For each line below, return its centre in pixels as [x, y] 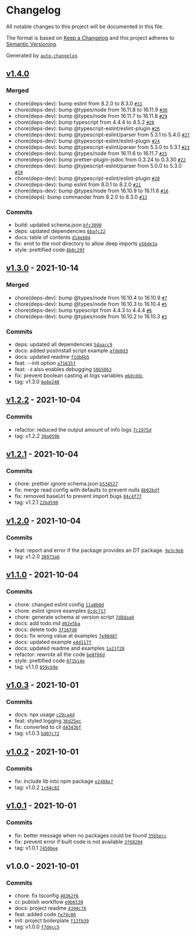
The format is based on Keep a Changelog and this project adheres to [90, 38]
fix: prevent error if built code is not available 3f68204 [79, 842]
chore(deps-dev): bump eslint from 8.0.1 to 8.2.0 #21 [78, 184]
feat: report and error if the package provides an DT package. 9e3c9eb [99, 550]
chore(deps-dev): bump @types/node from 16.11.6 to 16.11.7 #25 [91, 153]
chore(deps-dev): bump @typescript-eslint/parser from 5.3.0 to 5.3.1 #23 [102, 147]
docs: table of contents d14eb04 [53, 237]
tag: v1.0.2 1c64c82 [37, 788]
